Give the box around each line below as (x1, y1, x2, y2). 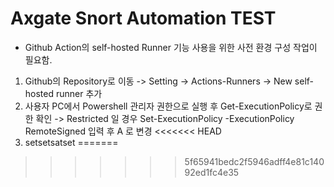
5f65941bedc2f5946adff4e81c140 (184, 155, 325, 167)
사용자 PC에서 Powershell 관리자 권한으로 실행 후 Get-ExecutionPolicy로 (24, 100, 313, 112)
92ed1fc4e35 (184, 166, 240, 178)
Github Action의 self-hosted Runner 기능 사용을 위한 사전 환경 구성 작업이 (24, 41, 318, 53)
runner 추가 (55, 87, 103, 99)
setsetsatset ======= (24, 136, 119, 148)
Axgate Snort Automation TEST (10, 7, 277, 30)
